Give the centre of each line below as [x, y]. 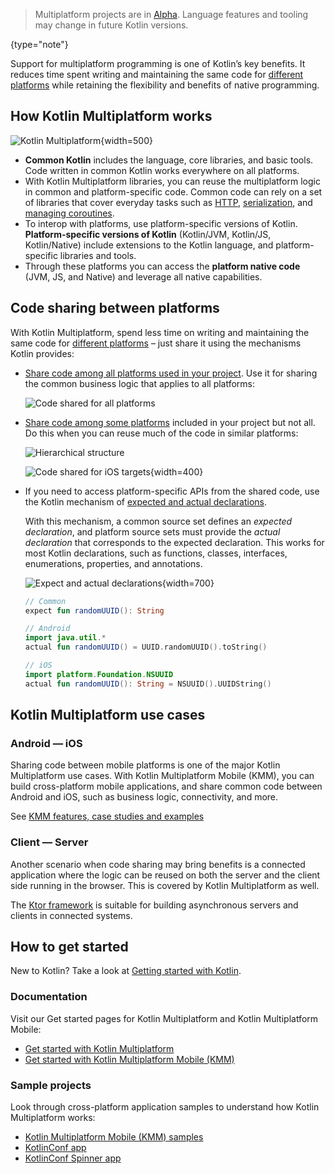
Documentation [49, 997]
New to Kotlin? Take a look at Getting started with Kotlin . [126, 971]
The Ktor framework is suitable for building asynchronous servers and [154, 905]
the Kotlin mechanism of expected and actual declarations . [145, 501]
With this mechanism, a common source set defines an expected [158, 521]
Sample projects [51, 1085]
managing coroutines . [69, 213]
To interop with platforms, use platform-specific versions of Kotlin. [161, 223]
